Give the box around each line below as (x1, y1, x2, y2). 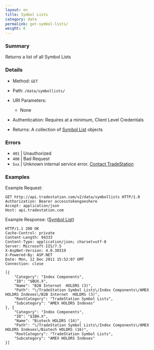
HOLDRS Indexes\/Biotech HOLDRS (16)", (5, 327, 89, 332)
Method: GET (12, 78, 38, 84)
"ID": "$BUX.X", (14, 279, 49, 284)
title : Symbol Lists (5, 12, 49, 17)
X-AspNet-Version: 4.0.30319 (5, 248, 66, 253)
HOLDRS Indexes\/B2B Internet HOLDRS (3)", (5, 292, 100, 297)
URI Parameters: (12, 97, 47, 103)
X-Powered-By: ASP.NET (5, 253, 53, 258)
